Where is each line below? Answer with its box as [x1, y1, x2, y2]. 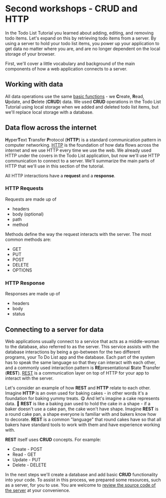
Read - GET [12, 451, 36, 457]
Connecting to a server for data [5, 325, 104, 333]
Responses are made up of [5, 291, 60, 297]
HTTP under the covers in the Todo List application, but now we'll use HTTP [5, 152, 160, 159]
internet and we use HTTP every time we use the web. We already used [5, 147, 152, 153]
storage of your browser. [5, 51, 56, 57]
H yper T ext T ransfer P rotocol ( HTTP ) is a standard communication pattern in [5, 137, 161, 143]
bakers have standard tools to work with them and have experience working [5, 422, 160, 428]
